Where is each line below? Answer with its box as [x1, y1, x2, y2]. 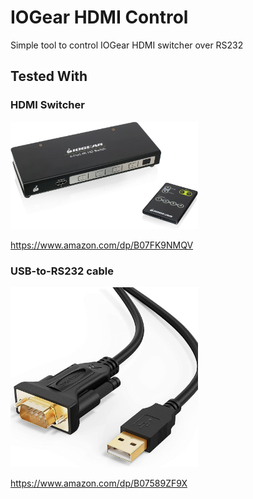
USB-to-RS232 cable [10, 264, 114, 278]
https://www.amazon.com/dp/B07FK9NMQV [10, 239, 194, 251]
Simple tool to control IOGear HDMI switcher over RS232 [10, 39, 244, 51]
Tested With [10, 68, 88, 85]
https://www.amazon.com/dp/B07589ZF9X [10, 477, 188, 490]
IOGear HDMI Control [10, 6, 189, 29]
